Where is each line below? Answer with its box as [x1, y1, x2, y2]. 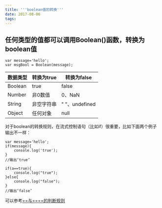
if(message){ [5, 144, 32, 149]
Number [7, 91, 26, 98]
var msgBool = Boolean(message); [5, 62, 73, 68]
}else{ [5, 175, 19, 180]
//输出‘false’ [5, 188, 33, 194]
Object [7, 110, 23, 117]
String [7, 101, 22, 107]
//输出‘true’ [5, 157, 30, 162]
